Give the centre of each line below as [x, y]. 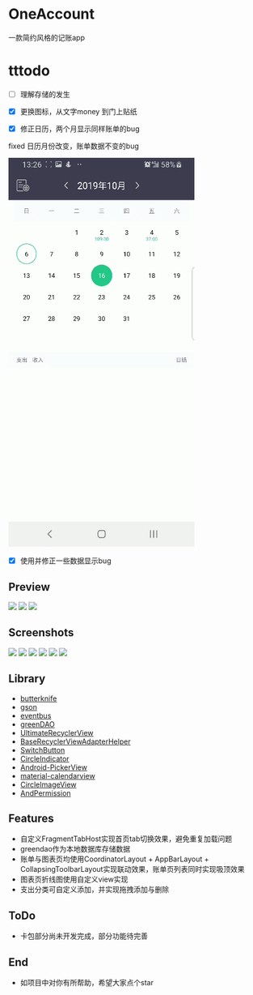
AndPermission [45, 793]
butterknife [38, 698]
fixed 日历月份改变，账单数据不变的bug [74, 146]
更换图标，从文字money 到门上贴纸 [78, 111]
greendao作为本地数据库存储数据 [75, 849]
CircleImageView [48, 784]
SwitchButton [42, 749]
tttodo [29, 71]
